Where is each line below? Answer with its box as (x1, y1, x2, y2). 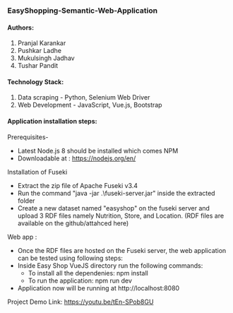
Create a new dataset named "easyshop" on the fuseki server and (17, 203, 210, 212)
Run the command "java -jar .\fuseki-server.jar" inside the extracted (17, 189, 215, 197)
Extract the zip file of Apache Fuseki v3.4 (17, 181, 138, 189)
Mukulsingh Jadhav (17, 54, 76, 62)
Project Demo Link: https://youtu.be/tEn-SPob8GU (7, 297, 154, 306)
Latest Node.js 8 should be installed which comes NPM (17, 146, 179, 155)
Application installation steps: (7, 117, 97, 125)
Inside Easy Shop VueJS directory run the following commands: (17, 261, 203, 270)
